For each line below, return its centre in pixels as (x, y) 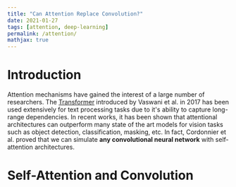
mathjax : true (28, 40)
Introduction (44, 75)
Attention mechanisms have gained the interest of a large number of (106, 95)
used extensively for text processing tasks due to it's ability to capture (109, 109)
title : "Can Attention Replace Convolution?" (75, 14)
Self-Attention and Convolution (100, 175)
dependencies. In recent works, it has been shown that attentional (122, 117)
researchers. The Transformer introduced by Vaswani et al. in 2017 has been (118, 102)
